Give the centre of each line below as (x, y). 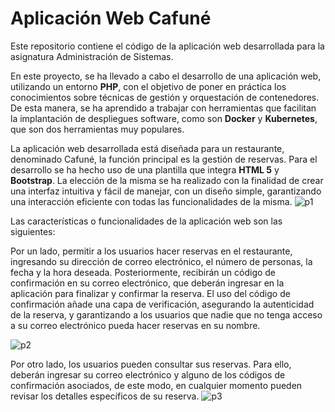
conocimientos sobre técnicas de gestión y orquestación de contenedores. (165, 97)
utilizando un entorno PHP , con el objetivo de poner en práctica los (148, 86)
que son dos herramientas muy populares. (97, 129)
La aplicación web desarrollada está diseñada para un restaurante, (147, 148)
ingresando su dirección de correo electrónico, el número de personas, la (161, 261)
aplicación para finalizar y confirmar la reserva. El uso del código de (150, 293)
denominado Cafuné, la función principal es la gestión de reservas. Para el (164, 159)
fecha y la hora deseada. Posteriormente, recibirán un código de (143, 272)
